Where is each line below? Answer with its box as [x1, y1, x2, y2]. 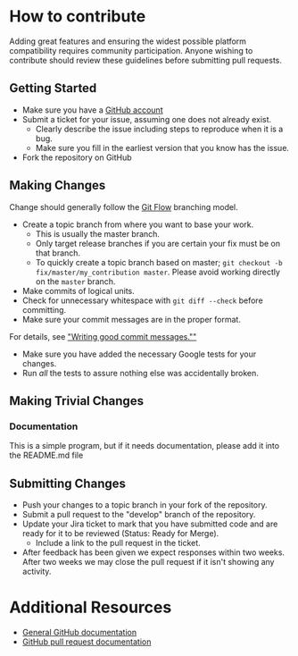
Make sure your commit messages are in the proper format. [21, 314, 241, 324]
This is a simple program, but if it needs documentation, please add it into [9, 441, 279, 451]
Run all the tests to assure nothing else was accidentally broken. [21, 367, 259, 378]
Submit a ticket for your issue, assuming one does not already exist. [21, 114, 272, 124]
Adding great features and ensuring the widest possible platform [9, 36, 247, 46]
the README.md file [9, 450, 84, 461]
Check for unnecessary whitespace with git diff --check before [21, 295, 263, 306]
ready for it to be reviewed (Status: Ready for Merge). [21, 528, 219, 539]
